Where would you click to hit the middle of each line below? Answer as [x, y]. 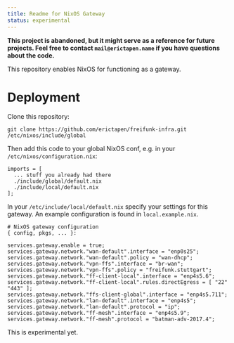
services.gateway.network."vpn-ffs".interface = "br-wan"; [96, 264]
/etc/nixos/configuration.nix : [52, 156]
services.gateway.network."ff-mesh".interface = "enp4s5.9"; [99, 313]
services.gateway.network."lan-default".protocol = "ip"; [94, 307]
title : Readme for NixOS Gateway [56, 14]
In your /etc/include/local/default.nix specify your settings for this [108, 207]
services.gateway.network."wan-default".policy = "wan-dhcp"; [100, 258]
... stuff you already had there [63, 175]
